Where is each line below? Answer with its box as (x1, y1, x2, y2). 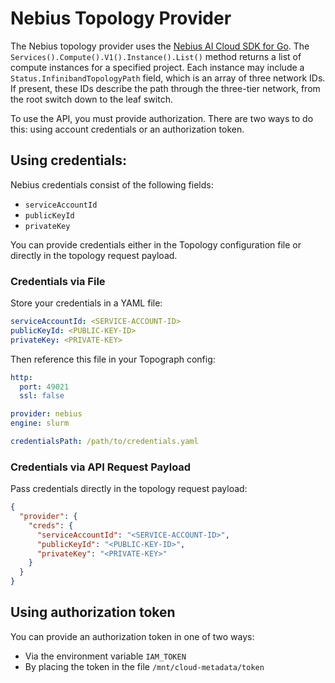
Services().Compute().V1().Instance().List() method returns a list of (10, 50, 302, 62)
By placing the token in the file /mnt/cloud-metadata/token (24, 660, 265, 672)
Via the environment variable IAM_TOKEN (24, 650, 187, 662)
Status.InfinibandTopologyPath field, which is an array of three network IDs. (10, 72, 326, 84)
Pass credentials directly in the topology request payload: (10, 483, 248, 495)
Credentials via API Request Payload (10, 460, 192, 474)
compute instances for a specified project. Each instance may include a (10, 61, 305, 73)
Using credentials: (10, 152, 127, 169)
